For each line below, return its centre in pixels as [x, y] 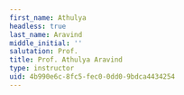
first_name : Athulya [48, 18]
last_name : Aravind [46, 34]
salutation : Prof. [44, 52]
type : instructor [42, 69]
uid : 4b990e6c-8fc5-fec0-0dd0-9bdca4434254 [92, 77]
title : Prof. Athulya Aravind [66, 60]
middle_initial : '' [46, 43]
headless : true [38, 26]
